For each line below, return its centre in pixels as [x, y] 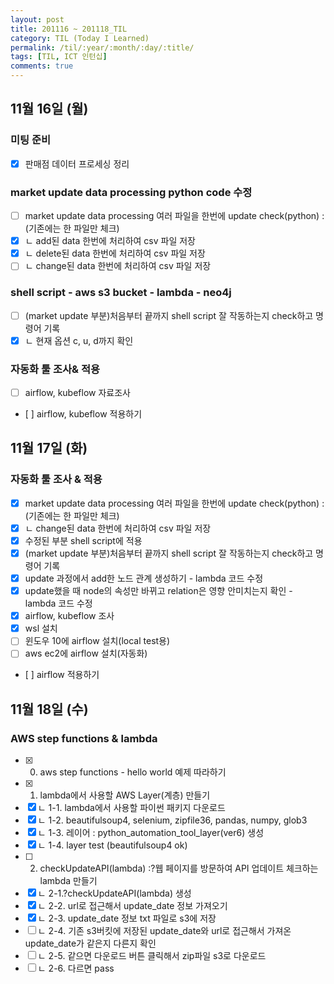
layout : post [37, 19]
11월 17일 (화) [49, 448]
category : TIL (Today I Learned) [80, 38]
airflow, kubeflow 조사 [69, 616]
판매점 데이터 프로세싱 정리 [77, 163]
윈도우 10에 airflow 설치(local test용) [97, 641]
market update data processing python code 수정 [131, 192]
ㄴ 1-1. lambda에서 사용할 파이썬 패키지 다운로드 [131, 808]
